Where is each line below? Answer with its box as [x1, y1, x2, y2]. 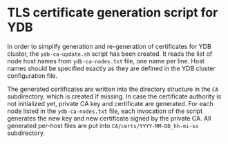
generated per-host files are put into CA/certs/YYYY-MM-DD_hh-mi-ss [7, 121, 199, 130]
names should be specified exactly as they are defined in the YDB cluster [7, 64, 216, 72]
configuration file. [7, 71, 57, 80]
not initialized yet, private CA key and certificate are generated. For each [7, 99, 214, 107]
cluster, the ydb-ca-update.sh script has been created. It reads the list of [7, 50, 213, 58]
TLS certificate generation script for [7, 5, 218, 21]
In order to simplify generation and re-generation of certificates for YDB [7, 42, 212, 50]
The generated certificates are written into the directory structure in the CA [7, 85, 219, 93]
